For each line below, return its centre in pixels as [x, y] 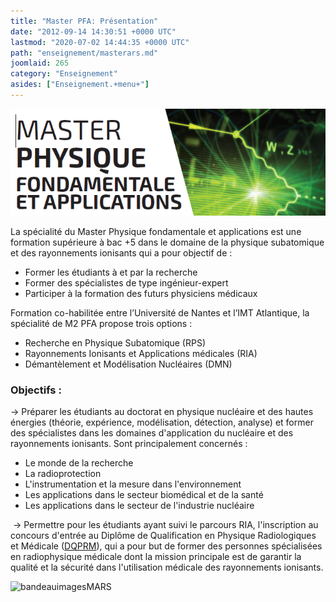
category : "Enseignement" [64, 74]
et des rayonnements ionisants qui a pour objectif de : [121, 252]
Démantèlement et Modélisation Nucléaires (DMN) [128, 364]
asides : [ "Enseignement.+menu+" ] [80, 85]
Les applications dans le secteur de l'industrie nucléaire [139, 505]
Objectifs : [36, 390]
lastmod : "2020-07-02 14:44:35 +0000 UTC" [100, 42]
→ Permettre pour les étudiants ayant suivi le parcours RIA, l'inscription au [165, 524]
